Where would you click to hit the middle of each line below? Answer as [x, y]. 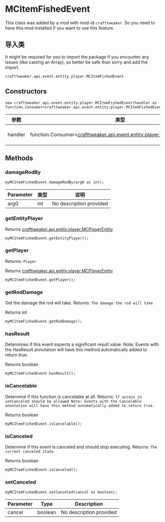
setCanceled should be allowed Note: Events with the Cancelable [73, 401]
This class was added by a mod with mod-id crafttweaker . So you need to [80, 23]
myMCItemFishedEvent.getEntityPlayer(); [47, 238]
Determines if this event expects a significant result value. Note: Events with [82, 344]
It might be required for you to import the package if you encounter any [77, 57]
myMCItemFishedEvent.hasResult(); [41, 374]
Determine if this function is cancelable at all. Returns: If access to [74, 396]
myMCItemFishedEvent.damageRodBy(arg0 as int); [55, 182]
